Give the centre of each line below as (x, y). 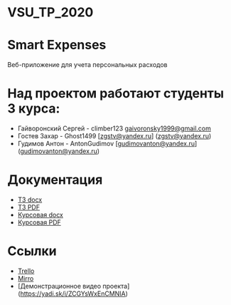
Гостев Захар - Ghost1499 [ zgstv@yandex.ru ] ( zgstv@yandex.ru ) (114, 136)
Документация (55, 180)
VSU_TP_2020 (50, 12)
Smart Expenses (57, 45)
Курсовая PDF (39, 222)
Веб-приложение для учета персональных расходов (87, 65)
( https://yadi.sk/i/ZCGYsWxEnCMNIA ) (72, 294)
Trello (26, 271)
